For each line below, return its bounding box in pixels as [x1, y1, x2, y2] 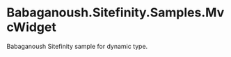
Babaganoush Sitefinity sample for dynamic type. [6, 42, 148, 50]
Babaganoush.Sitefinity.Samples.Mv [6, 5, 225, 21]
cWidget [6, 19, 56, 35]
